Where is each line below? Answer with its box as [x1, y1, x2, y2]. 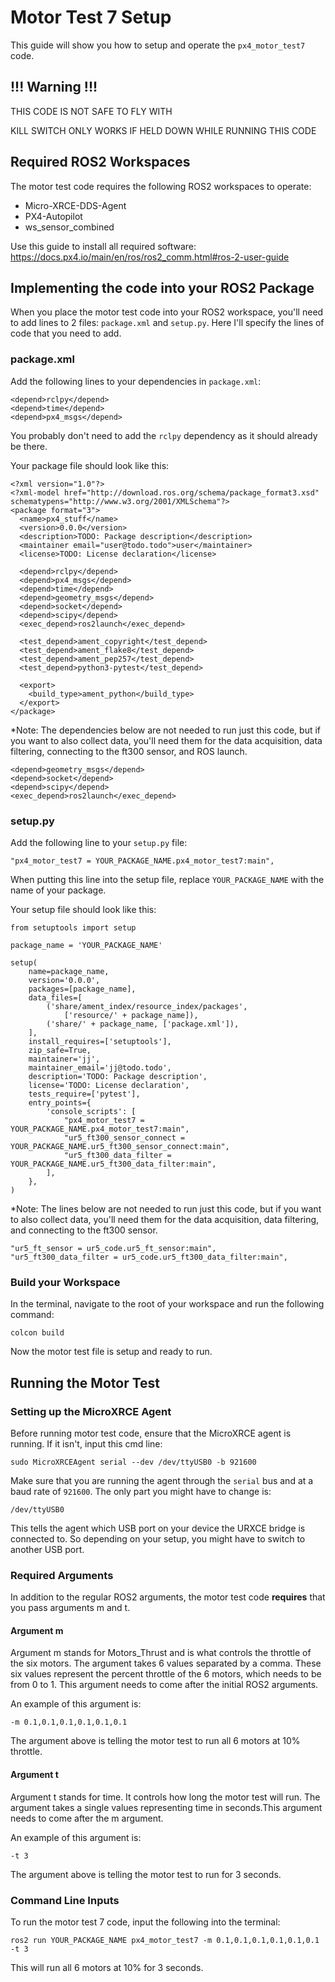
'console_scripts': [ [46, 1106, 137, 1116]
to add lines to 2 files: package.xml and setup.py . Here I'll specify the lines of [10, 317, 325, 329]
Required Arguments [10, 1568, 114, 1582]
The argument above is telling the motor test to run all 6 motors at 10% [10, 1735, 301, 1747]
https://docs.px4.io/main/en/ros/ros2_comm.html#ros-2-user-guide [10, 251, 290, 263]
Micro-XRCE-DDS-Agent [24, 199, 127, 211]
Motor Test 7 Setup [10, 6, 172, 29]
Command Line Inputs [10, 1893, 120, 1907]
